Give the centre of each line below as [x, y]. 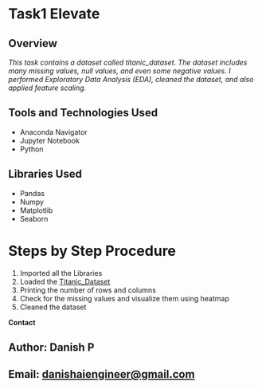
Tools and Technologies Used [83, 113]
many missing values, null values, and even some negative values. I [119, 71]
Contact [22, 322]
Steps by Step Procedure [92, 251]
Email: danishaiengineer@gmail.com [102, 374]
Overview [33, 43]
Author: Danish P [51, 347]
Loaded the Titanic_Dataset [65, 281]
